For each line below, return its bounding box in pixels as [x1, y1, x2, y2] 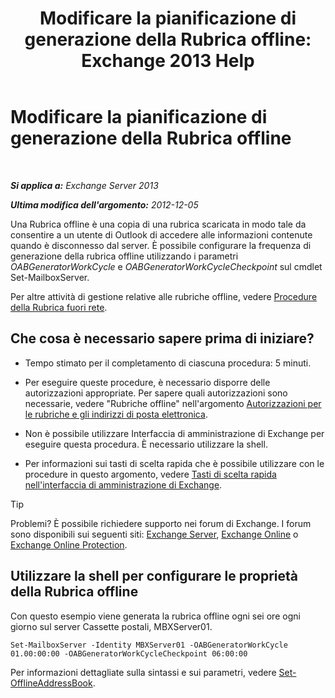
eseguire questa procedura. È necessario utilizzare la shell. [24, 438, 268, 450]
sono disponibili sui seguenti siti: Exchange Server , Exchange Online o [10, 528, 299, 540]
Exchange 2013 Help [81, 50, 255, 72]
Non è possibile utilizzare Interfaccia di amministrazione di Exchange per [24, 427, 325, 439]
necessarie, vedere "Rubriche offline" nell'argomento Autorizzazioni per [24, 397, 322, 409]
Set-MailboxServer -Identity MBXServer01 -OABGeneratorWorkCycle [10, 640, 288, 650]
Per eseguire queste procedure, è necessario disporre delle [24, 376, 271, 388]
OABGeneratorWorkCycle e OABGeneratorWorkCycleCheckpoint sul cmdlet [10, 260, 323, 272]
